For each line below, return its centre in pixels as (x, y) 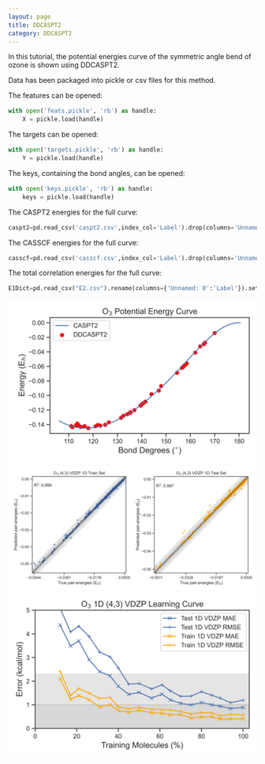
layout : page (30, 17)
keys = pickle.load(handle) (68, 197)
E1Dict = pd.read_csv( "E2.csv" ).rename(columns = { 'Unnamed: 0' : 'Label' (123, 289)
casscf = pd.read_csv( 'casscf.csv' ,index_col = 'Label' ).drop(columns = (121, 258)
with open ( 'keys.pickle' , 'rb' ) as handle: (81, 188)
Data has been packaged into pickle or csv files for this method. (112, 80)
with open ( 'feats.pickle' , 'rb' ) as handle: (82, 111)
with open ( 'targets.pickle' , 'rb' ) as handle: (86, 150)
